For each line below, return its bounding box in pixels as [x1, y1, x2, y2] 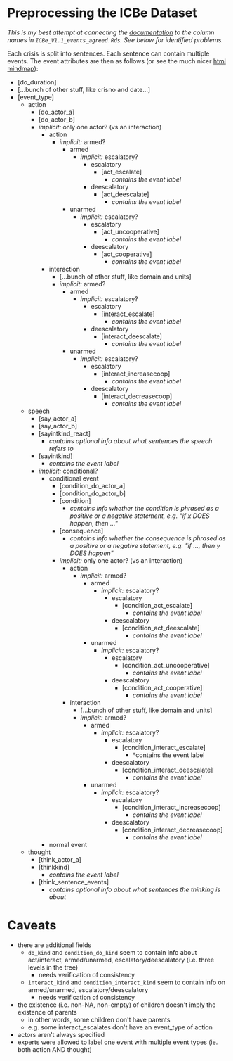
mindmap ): [7, 64, 39, 72]
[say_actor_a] [38, 414, 77, 423]
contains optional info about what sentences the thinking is [48, 885, 221, 894]
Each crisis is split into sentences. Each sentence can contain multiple [7, 49, 210, 58]
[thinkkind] [38, 863, 70, 871]
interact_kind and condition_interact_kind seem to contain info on [27, 978, 226, 986]
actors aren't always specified [17, 1030, 105, 1038]
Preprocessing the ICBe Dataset [7, 5, 198, 21]
